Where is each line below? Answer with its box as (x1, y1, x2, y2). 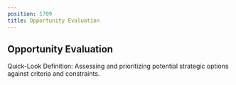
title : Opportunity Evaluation (7, 17, 100, 24)
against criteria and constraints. (7, 69, 100, 78)
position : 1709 (7, 10, 53, 18)
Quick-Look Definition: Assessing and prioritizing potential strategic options (7, 62, 229, 71)
